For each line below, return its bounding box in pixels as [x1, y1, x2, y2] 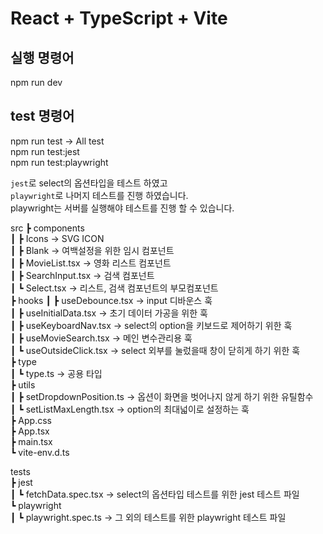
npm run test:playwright [10, 156, 109, 168]
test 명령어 [10, 108, 75, 125]
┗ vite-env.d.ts [10, 446, 70, 458]
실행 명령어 [10, 49, 75, 66]
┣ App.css [10, 414, 52, 426]
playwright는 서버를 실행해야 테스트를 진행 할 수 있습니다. [10, 202, 235, 214]
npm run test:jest [10, 145, 80, 157]
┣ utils [10, 378, 36, 391]
